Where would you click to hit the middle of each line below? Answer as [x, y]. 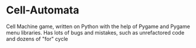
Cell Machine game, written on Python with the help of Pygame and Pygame [98, 26]
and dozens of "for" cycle [37, 39]
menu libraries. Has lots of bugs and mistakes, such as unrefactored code [95, 32]
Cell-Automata [43, 10]
